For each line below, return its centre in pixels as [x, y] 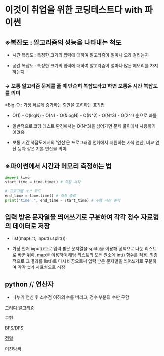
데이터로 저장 [31, 226]
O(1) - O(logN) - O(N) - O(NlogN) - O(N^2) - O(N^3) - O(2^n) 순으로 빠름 [84, 115]
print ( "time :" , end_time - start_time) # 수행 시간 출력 [63, 200]
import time [17, 178]
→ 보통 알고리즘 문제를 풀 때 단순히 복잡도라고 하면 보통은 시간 [74, 86]
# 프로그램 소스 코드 [23, 191]
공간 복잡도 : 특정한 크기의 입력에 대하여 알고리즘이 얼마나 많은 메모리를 [81, 66]
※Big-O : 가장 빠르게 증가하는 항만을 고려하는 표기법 [55, 105]
